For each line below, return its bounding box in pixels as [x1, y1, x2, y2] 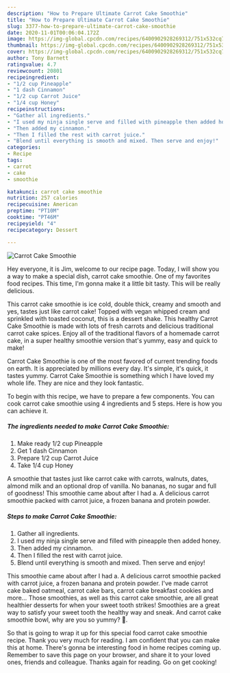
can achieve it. [7, 406, 49, 415]
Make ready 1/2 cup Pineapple [16, 440, 103, 448]
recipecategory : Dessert [7, 226, 78, 233]
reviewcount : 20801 [7, 67, 63, 74]
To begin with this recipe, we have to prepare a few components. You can [7, 392, 215, 400]
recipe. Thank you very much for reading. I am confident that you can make [7, 636, 220, 645]
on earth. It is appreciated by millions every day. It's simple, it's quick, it [7, 364, 209, 373]
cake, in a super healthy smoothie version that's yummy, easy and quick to [7, 336, 218, 344]
